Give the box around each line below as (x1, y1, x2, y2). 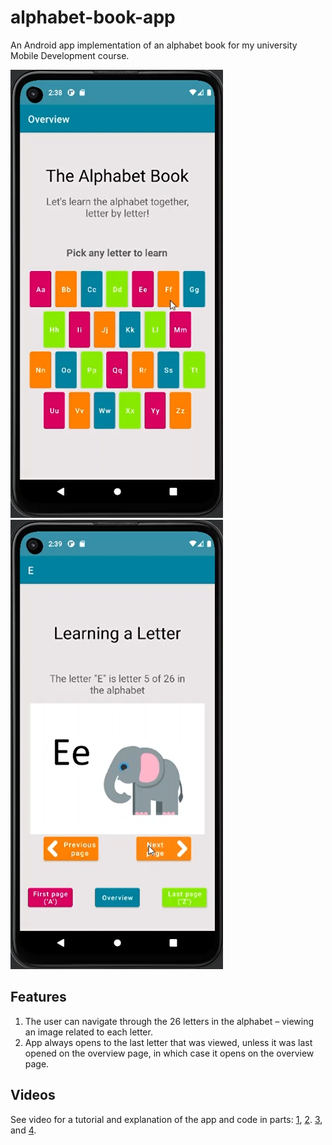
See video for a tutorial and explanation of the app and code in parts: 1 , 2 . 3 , (10, 1113, 323, 1125)
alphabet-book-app (10, 6, 176, 29)
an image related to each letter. (24, 1026, 153, 1038)
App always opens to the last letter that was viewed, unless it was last (24, 1036, 313, 1048)
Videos (10, 1087, 56, 1104)
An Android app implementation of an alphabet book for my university (10, 39, 298, 51)
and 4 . (10, 1124, 37, 1136)
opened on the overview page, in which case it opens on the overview (24, 1047, 315, 1059)
